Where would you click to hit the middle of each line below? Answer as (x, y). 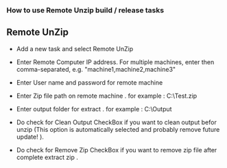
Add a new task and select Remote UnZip (75, 48)
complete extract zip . (47, 157)
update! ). (30, 137)
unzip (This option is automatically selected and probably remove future (118, 129)
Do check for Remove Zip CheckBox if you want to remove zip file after (117, 150)
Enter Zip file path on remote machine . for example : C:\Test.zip (107, 96)
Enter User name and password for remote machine (89, 82)
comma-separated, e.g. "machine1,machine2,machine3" (96, 69)
